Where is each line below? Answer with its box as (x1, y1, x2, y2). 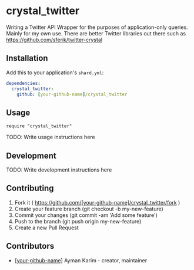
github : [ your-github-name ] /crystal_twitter (16, 91, 128, 97)
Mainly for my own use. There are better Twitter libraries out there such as (6, 29, 186, 37)
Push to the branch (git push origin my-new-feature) (14, 218, 142, 225)
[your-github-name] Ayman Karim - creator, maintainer (14, 256, 148, 264)
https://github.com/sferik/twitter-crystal (6, 36, 103, 43)
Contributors (6, 241, 55, 251)
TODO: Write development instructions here (6, 166, 112, 173)
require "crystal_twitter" (6, 123, 72, 129)
